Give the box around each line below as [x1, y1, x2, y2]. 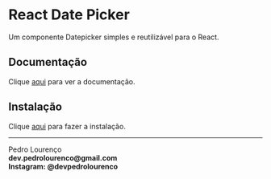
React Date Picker [8, 6, 131, 24]
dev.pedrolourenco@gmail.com [8, 153, 118, 162]
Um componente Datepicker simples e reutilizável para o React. [8, 32, 219, 42]
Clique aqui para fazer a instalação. [8, 121, 127, 131]
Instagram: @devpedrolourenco [8, 161, 119, 171]
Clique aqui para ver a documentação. [8, 76, 135, 86]
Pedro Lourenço [8, 144, 62, 154]
